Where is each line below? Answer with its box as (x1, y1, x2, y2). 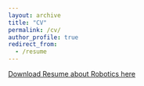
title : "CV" (8, 19, 47, 27)
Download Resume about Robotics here (8, 70, 135, 78)
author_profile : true (8, 33, 79, 41)
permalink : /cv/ (8, 26, 61, 34)
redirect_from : (8, 41, 58, 48)
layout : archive (8, 11, 61, 20)
